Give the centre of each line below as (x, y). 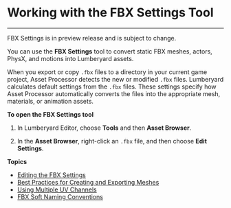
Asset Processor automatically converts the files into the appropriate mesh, (114, 93)
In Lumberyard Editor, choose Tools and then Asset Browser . (104, 128)
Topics (17, 161)
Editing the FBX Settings (51, 175)
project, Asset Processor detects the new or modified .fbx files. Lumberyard (115, 79)
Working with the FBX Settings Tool (111, 13)
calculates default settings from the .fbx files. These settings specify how (112, 86)
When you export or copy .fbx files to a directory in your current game (107, 72)
